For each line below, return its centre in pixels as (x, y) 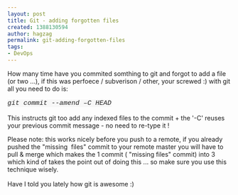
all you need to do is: (38, 89)
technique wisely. (33, 169)
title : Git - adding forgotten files (63, 21)
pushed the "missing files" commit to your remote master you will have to (115, 147)
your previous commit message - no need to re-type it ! (88, 126)
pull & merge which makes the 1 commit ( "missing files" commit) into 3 (111, 154)
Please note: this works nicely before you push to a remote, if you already (115, 139)
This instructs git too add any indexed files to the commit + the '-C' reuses (116, 118)
